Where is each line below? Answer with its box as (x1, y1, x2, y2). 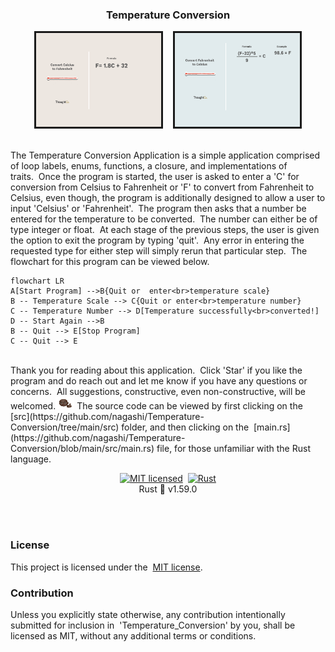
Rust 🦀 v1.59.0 (138, 483, 198, 495)
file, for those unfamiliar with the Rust (156, 443, 311, 455)
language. (10, 453, 52, 465)
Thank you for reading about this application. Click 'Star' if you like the (10, 364, 303, 377)
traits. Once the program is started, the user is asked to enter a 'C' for (10, 171, 300, 183)
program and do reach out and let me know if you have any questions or (10, 375, 308, 387)
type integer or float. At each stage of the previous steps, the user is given (10, 224, 320, 236)
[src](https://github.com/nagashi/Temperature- (10, 411, 205, 423)
